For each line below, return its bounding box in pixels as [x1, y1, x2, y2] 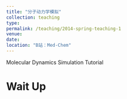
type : [6, 20, 20, 26]
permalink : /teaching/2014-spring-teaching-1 [6, 25, 121, 32]
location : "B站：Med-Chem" [6, 43, 72, 49]
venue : [6, 31, 23, 37]
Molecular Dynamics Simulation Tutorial [6, 58, 104, 66]
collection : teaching [6, 14, 60, 20]
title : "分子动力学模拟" [6, 8, 61, 15]
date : [6, 37, 20, 43]
